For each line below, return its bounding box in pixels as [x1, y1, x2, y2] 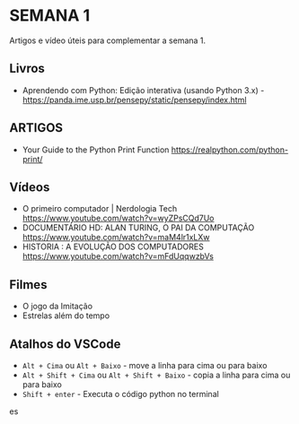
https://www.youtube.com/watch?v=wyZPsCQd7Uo [22, 212, 215, 224]
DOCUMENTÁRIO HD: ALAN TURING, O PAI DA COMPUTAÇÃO [22, 222, 255, 233]
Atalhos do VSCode [9, 336, 121, 351]
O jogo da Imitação [22, 301, 92, 312]
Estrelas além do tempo [22, 310, 110, 321]
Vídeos [9, 179, 50, 195]
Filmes [9, 277, 48, 292]
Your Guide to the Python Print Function [22, 144, 170, 155]
